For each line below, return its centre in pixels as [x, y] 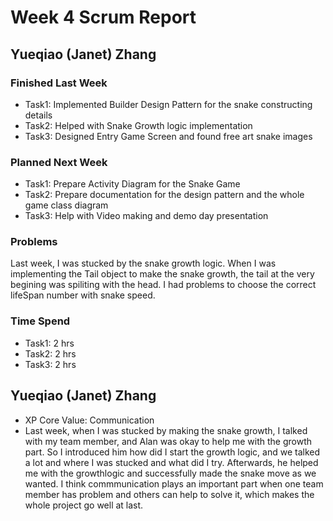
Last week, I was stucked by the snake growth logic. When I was [143, 263]
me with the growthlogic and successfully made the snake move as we [170, 473]
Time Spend [40, 321]
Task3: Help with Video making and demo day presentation [146, 216]
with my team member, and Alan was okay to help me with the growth [168, 441]
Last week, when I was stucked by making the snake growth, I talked [166, 430]
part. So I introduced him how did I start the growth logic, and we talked [172, 452]
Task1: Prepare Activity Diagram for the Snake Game [132, 184]
